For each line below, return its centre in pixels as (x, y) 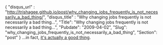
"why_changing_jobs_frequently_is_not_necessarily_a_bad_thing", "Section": (81, 32)
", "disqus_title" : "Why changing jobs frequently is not (97, 17)
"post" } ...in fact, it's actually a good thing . (48, 37)
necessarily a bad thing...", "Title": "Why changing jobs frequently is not (77, 22)
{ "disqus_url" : (20, 7)
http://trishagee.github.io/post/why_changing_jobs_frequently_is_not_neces (82, 12)
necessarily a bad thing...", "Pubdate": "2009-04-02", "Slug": (66, 27)
